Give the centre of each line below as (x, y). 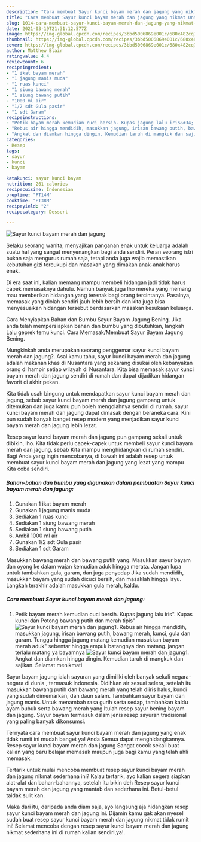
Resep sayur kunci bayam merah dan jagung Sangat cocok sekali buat (93, 746)
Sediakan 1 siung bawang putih (53, 530)
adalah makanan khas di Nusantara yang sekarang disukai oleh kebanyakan (100, 363)
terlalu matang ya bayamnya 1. (102, 652)
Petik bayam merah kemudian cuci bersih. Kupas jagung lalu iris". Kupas (104, 615)
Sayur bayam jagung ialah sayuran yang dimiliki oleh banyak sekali (88, 677)
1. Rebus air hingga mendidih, (150, 627)
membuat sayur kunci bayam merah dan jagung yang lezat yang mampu (95, 463)
